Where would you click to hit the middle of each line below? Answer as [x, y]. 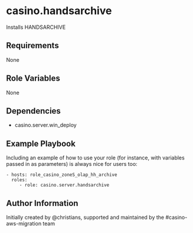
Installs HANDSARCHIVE [36, 27]
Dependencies [33, 111]
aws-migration [24, 224]
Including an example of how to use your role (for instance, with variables [95, 158]
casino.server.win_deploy [45, 125]
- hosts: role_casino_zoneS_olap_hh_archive [62, 175]
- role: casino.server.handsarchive [64, 185]
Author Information [42, 203]
